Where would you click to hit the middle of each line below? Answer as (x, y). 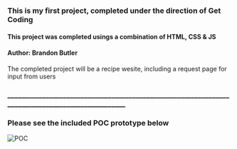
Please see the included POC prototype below (88, 123)
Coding (20, 19)
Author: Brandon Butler (43, 53)
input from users (32, 76)
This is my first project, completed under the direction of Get (114, 11)
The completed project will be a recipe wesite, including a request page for (117, 68)
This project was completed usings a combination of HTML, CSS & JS (112, 36)
